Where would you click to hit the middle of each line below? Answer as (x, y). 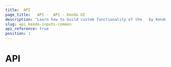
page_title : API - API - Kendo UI (45, 15)
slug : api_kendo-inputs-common (38, 24)
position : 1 (18, 33)
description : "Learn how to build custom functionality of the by (79, 19)
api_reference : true (27, 29)
